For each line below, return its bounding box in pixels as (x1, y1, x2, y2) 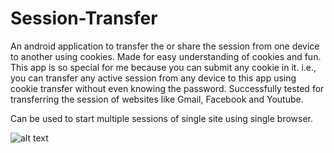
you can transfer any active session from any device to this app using (10, 72, 297, 84)
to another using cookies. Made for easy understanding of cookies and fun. (10, 50, 322, 62)
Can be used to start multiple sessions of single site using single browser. (10, 112, 314, 124)
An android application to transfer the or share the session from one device (10, 40, 320, 52)
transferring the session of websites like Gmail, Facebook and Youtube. (10, 93, 304, 105)
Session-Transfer (10, 7, 158, 30)
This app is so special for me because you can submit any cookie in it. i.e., (10, 61, 317, 73)
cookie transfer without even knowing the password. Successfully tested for (10, 82, 325, 94)
